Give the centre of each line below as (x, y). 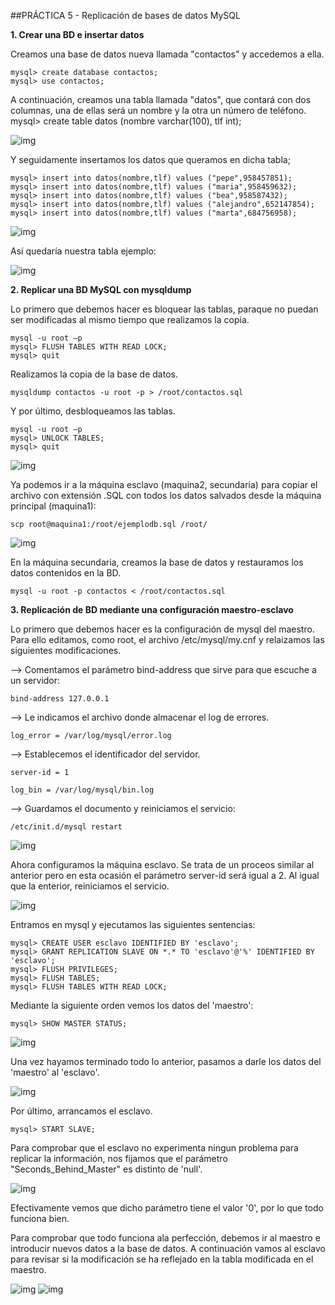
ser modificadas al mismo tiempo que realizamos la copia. (130, 319)
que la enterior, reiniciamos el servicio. (90, 886)
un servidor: (35, 680)
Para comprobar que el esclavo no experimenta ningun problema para (154, 1148)
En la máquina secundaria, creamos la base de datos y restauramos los (157, 562)
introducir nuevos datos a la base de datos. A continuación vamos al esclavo (168, 1248)
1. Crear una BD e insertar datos (77, 34)
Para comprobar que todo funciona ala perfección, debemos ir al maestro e (165, 1238)
